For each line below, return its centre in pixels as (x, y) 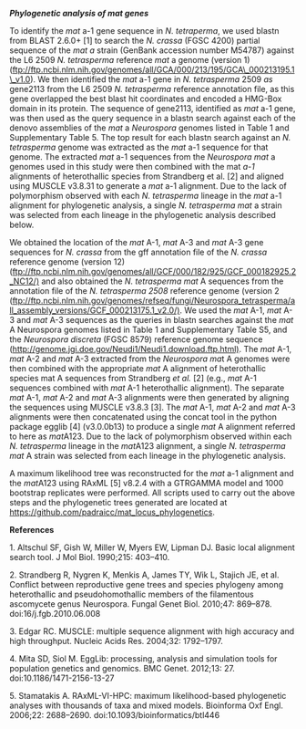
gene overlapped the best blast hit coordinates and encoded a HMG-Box (146, 99)
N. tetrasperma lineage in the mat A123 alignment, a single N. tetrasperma (148, 446)
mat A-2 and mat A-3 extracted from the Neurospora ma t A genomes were (150, 359)
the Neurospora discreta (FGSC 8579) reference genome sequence (136, 339)
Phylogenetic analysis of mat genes (79, 13)
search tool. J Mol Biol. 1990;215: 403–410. (90, 557)
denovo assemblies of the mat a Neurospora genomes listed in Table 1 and (149, 128)
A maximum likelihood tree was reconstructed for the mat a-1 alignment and (152, 473)
